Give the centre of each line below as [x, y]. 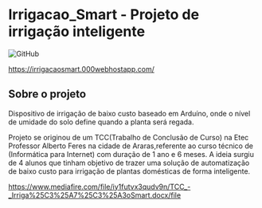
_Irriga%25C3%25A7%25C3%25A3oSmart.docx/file [95, 195]
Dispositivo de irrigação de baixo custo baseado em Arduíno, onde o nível [129, 113]
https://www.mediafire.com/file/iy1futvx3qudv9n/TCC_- [100, 186]
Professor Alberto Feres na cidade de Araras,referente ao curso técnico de [131, 146]
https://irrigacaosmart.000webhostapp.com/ [82, 69]
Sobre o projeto [47, 94]
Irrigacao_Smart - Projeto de [104, 15]
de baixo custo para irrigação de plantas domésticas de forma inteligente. [129, 171]
